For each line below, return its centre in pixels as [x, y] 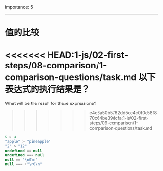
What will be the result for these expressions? [51, 103]
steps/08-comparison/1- [56, 66]
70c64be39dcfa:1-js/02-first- [119, 118]
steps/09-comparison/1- [114, 123]
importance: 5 [19, 7]
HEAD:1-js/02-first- [88, 55]
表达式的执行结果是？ [48, 90]
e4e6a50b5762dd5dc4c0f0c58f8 [123, 113]
